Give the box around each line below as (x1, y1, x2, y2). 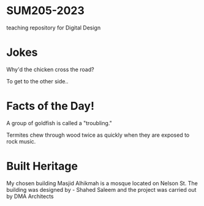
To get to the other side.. (6, 77, 69, 85)
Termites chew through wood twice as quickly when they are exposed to (6, 131, 190, 139)
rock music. (6, 137, 36, 145)
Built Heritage (6, 159, 78, 173)
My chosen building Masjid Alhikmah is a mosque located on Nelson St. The (6, 179, 198, 187)
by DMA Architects (6, 193, 54, 200)
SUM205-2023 (6, 4, 85, 18)
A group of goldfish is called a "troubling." (6, 119, 112, 126)
